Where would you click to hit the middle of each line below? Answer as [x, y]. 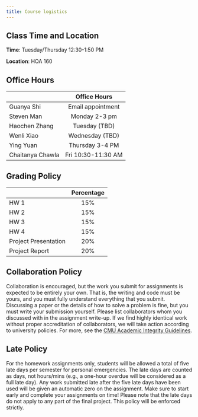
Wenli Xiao [24, 136]
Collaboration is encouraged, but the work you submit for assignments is [95, 286]
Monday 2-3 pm [94, 116]
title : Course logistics [37, 12]
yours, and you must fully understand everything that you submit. [86, 299]
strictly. [15, 408]
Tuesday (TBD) [94, 126]
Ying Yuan [23, 145]
